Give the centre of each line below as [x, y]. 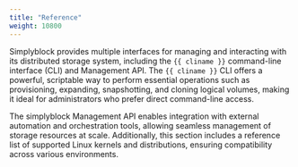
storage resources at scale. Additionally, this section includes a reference [145, 135]
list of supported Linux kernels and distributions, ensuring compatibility [141, 145]
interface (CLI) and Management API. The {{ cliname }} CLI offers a [136, 70]
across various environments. [64, 154]
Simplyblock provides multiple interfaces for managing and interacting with [148, 51]
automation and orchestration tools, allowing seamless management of [140, 125]
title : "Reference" [46, 17]
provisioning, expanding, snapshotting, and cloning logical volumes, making [149, 89]
